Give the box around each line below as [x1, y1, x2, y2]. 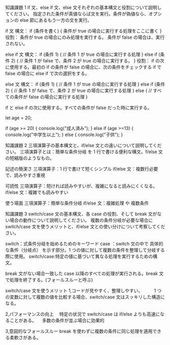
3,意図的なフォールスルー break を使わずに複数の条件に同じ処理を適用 [5, 328, 153, 334]
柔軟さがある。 [9, 334, 41, 340]
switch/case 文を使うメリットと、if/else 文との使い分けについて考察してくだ [5, 224, 165, 229]
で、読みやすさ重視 [5, 172, 46, 178]
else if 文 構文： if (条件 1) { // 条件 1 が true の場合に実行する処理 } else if [5, 51, 157, 57]
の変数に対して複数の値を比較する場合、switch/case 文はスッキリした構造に [5, 294, 165, 300]
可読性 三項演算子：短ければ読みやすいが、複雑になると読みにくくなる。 [5, 183, 158, 189]
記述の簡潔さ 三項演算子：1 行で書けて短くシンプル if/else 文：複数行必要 [5, 166, 158, 171]
